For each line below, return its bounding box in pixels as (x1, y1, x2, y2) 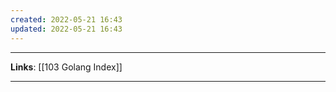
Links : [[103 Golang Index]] (10, 61, 123, 73)
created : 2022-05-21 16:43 (10, 14, 123, 25)
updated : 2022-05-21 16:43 (10, 24, 123, 34)
